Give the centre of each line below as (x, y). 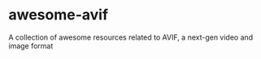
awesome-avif (58, 15)
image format (31, 45)
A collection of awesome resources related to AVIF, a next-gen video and (131, 37)
